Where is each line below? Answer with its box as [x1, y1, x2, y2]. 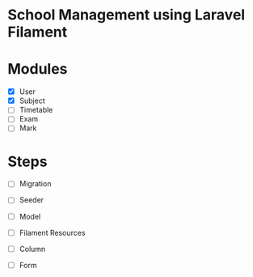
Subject [19, 96, 45, 106]
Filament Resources [19, 228, 86, 237]
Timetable [19, 105, 53, 115]
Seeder [19, 195, 44, 205]
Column [19, 244, 46, 254]
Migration [19, 179, 52, 189]
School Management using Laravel [7, 6, 246, 24]
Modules [7, 60, 68, 79]
